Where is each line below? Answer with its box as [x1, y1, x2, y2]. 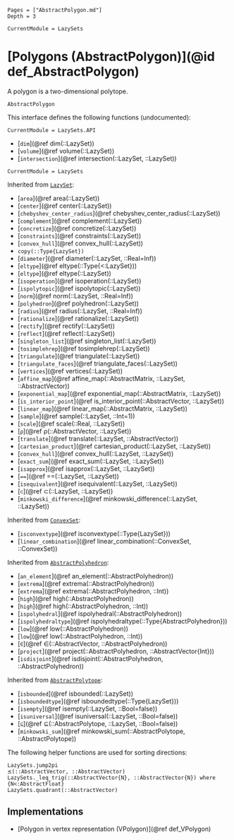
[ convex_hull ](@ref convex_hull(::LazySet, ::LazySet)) [17, 449, 174, 457]
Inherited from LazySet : [7, 180, 75, 189]
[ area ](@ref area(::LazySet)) [17, 194, 100, 202]
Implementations [7, 806, 84, 818]
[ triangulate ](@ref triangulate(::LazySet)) [17, 351, 140, 360]
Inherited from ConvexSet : [7, 515, 81, 524]
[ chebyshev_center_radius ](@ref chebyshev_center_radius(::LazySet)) [17, 209, 221, 217]
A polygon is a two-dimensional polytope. [7, 87, 128, 95]
